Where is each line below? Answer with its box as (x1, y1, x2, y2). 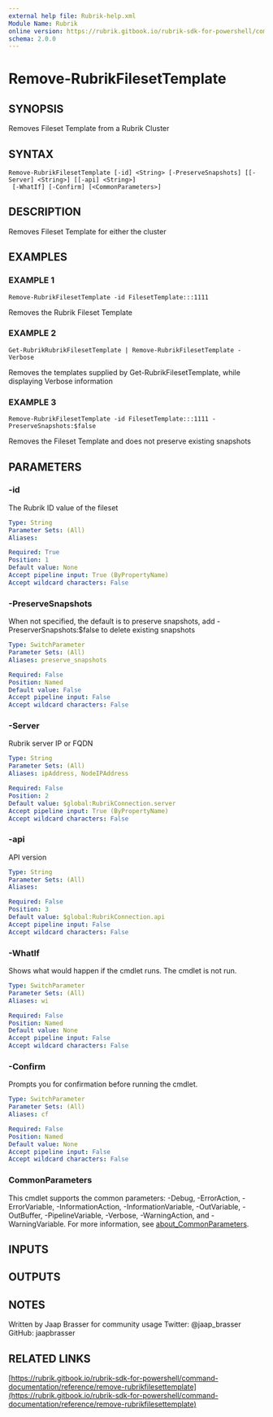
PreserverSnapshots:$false (8, 625, 100, 635)
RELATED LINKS (8, 1352, 91, 1366)
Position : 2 (8, 791, 49, 800)
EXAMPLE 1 (8, 274, 55, 286)
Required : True (8, 549, 60, 557)
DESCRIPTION (8, 205, 81, 219)
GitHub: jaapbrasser (8, 1328, 76, 1338)
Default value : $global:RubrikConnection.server (8, 799, 176, 807)
